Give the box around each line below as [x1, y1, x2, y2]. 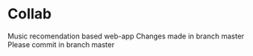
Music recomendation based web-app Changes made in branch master [7, 31, 245, 41]
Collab [7, 5, 52, 23]
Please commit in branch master [7, 39, 114, 49]
